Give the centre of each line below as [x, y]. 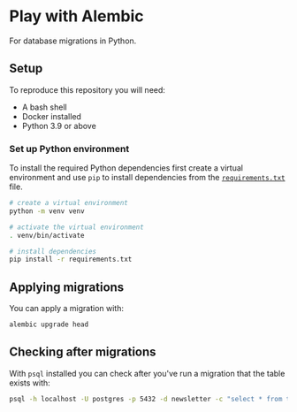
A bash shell [45, 107]
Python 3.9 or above [59, 126]
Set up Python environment [69, 149]
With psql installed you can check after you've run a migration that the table [147, 373]
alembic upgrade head [49, 324]
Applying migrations [67, 287]
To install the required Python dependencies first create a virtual [126, 168]
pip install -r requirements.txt [71, 259]
